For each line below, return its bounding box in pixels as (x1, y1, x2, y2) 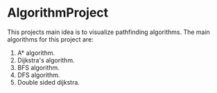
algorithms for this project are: (7, 35, 94, 43)
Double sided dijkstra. (17, 78, 80, 86)
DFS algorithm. (17, 71, 60, 79)
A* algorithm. (17, 49, 55, 57)
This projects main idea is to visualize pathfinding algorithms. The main (7, 28, 210, 36)
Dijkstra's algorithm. (17, 56, 75, 64)
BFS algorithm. (17, 63, 60, 71)
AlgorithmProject (7, 5, 109, 21)
